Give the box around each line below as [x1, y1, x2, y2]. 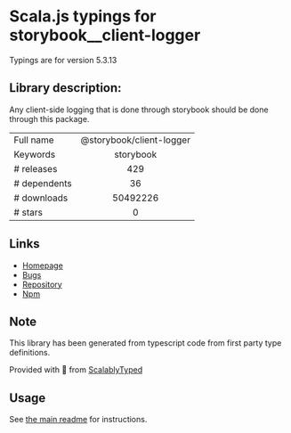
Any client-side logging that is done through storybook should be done [9, 104, 269, 115]
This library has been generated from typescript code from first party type [9, 338, 282, 348]
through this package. [9, 113, 90, 124]
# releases [13, 162, 58, 175]
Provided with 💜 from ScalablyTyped [9, 364, 143, 375]
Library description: [9, 80, 122, 95]
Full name [13, 134, 55, 146]
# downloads [13, 192, 69, 204]
